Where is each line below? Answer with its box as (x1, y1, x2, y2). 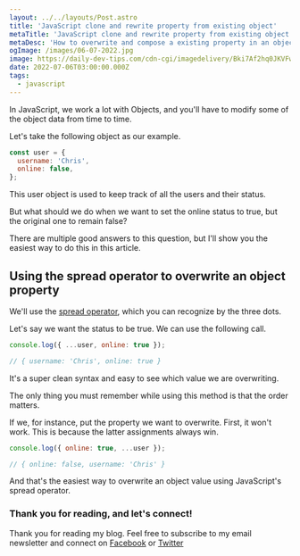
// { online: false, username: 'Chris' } (9, 460, 166, 469)
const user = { (9, 148, 66, 157)
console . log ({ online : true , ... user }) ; (9, 444, 166, 452)
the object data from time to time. (9, 113, 132, 124)
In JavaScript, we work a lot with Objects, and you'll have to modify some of (9, 104, 289, 114)
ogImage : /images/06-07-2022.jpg (9, 46, 134, 55)
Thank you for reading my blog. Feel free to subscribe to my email (9, 527, 252, 538)
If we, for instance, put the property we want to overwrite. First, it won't (9, 417, 272, 427)
